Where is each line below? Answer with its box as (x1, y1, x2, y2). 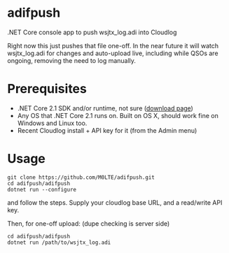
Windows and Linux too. (17, 119, 88, 127)
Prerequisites (7, 81, 88, 97)
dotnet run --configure (7, 186, 77, 193)
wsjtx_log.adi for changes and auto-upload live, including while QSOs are (7, 49, 218, 57)
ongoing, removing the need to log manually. (7, 56, 137, 64)
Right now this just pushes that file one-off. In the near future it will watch (7, 41, 219, 50)
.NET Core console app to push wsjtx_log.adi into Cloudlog (7, 28, 177, 36)
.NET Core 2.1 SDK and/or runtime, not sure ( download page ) (17, 103, 194, 113)
